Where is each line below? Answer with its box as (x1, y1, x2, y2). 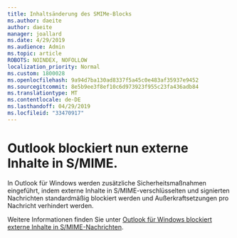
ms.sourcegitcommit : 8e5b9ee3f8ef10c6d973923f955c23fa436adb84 (7, 83, 199, 90)
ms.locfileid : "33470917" (7, 109, 84, 117)
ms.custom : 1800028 (7, 70, 65, 77)
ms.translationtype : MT (7, 90, 78, 97)
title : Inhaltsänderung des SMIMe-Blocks (7, 10, 132, 18)
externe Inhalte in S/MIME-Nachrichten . (7, 222, 124, 231)
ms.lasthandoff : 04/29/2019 (7, 103, 91, 110)
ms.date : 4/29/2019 (7, 37, 65, 44)
